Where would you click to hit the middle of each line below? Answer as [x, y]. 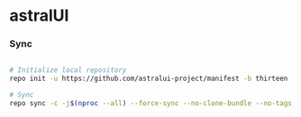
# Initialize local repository [68, 70]
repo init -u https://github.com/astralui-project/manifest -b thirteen [149, 79]
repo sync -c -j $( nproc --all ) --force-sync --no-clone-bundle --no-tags [151, 103]
